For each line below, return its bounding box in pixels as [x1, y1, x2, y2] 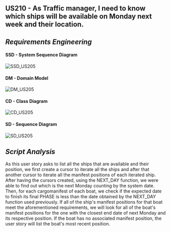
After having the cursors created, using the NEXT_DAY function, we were [5, 177, 159, 183]
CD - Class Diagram [5, 98, 48, 104]
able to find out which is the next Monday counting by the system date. [5, 183, 155, 189]
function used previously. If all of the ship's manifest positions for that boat [5, 199, 163, 205]
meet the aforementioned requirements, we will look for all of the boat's [5, 204, 156, 210]
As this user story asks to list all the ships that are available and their [5, 161, 149, 167]
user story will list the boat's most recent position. [5, 221, 110, 227]
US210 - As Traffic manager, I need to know [5, 4, 146, 13]
